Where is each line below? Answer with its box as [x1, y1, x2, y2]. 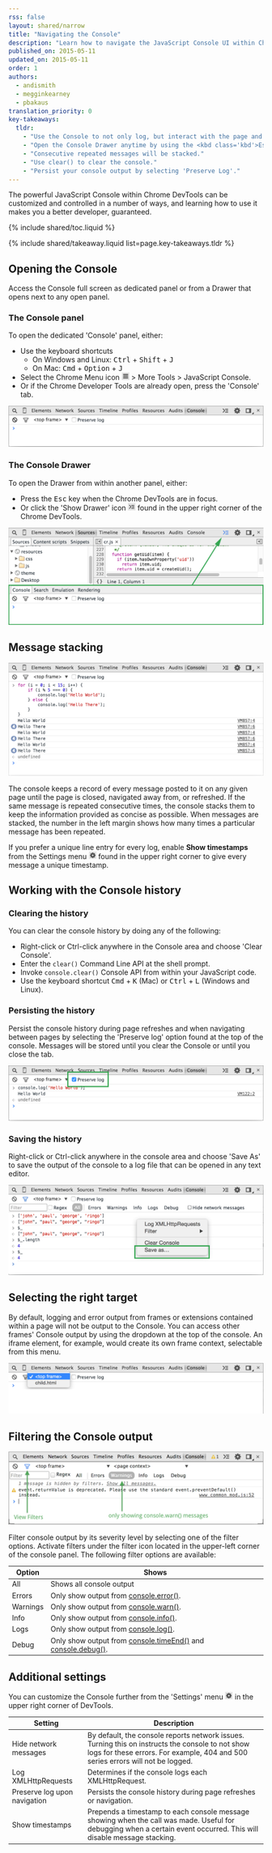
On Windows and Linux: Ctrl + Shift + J [32, 355, 174, 364]
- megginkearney [15, 90, 70, 98]
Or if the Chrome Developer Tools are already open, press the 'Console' [19, 381, 260, 391]
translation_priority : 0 [8, 107, 92, 115]
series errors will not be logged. [87, 1756, 193, 1766]
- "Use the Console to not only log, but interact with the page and [23, 133, 263, 141]
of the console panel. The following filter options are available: [8, 1549, 216, 1559]
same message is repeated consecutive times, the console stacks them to [8, 801, 255, 810]
